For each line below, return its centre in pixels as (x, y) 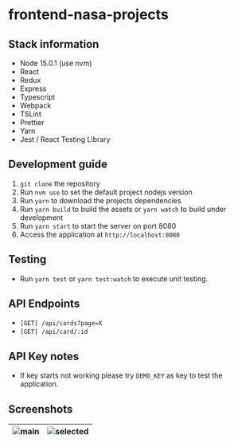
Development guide (58, 165)
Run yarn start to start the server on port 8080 (98, 225)
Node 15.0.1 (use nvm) (56, 63)
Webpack (35, 106)
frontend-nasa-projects (89, 15)
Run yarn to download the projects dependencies (100, 200)
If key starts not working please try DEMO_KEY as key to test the (121, 375)
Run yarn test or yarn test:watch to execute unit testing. (114, 278)
